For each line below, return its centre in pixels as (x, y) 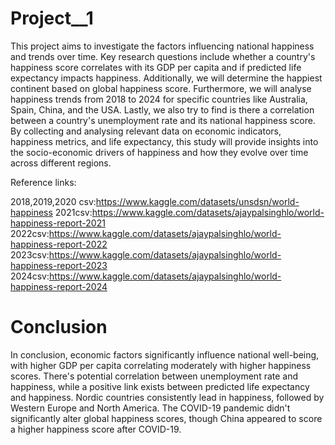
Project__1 (52, 18)
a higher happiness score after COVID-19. (96, 429)
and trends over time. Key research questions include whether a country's (163, 56)
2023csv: (30, 254)
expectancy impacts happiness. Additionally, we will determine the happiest (166, 78)
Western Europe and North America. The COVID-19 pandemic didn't (150, 408)
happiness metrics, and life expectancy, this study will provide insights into (164, 141)
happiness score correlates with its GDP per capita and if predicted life (156, 67)
